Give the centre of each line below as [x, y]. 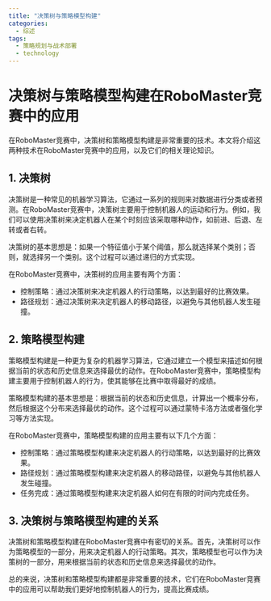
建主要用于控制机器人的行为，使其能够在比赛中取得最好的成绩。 [114, 380]
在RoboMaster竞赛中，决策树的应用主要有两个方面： [96, 274]
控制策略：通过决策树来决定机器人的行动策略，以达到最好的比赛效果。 [137, 291]
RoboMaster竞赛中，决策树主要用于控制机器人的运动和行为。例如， [142, 209]
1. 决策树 [29, 178]
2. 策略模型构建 [46, 339]
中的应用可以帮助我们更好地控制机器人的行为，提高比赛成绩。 [111, 589]
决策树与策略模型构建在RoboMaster [128, 96]
